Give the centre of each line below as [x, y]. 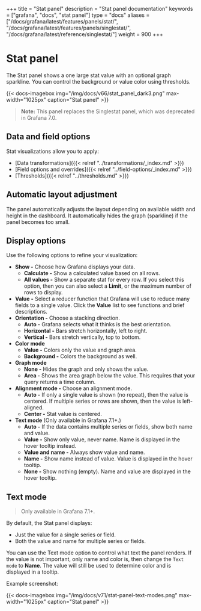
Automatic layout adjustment [62, 195]
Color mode [30, 344]
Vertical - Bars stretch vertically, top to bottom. [82, 337]
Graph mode [31, 363]
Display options [36, 240]
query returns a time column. [60, 382]
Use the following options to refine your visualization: [72, 255]
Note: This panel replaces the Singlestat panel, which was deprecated [108, 111]
